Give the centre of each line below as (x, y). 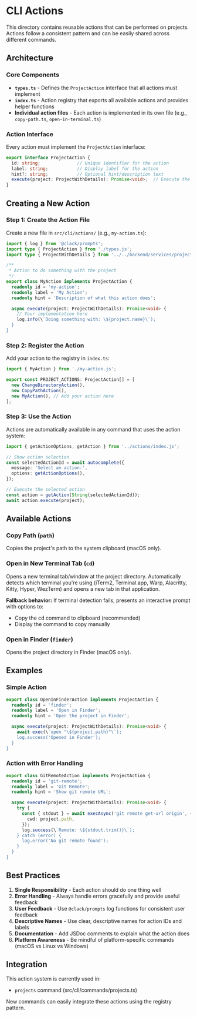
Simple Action (26, 687)
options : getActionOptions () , (48, 474)
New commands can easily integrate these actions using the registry (89, 1001)
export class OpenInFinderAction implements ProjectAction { (82, 700)
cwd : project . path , (51, 819)
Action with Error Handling (45, 764)
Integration (27, 964)
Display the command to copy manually (62, 624)
